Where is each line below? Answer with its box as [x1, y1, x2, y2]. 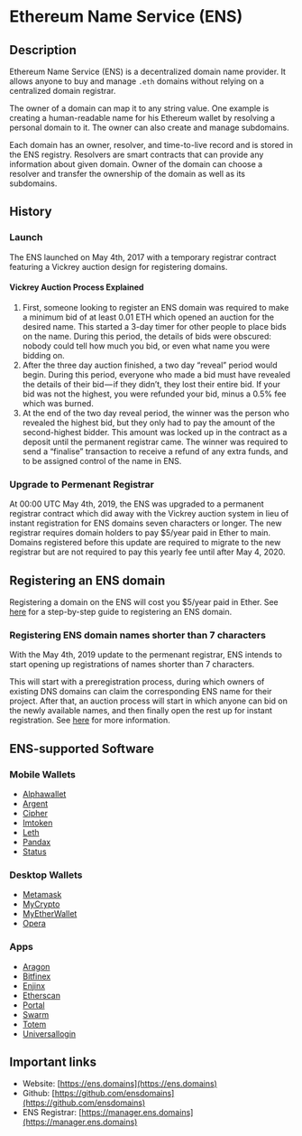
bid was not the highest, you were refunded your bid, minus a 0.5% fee [22, 388, 287, 399]
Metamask [22, 889, 62, 900]
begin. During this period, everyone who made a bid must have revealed [22, 368, 291, 380]
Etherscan [22, 990, 61, 1001]
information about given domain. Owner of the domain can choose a [9, 159, 263, 169]
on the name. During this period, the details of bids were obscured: [22, 331, 272, 341]
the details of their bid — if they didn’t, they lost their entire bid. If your [22, 378, 281, 389]
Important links [9, 1054, 97, 1069]
